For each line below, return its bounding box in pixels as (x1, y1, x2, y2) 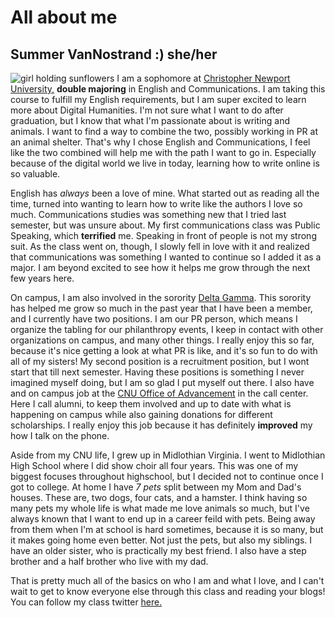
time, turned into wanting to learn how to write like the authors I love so (10, 198, 303, 210)
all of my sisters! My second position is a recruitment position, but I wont (10, 356, 310, 367)
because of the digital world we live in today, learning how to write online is (10, 157, 320, 169)
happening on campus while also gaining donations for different (10, 409, 273, 420)
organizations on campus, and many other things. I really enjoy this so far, (10, 334, 315, 346)
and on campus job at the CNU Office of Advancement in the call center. (10, 387, 309, 399)
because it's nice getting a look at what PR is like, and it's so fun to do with (10, 345, 318, 356)
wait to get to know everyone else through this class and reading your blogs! (10, 586, 326, 597)
